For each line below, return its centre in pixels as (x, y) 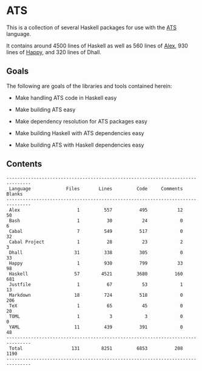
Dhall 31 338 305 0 (96, 252)
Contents (24, 164)
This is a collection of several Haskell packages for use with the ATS (92, 27)
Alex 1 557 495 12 (96, 210)
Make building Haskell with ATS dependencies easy (79, 133)
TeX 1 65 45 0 (96, 306)
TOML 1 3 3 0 (96, 316)
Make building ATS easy (45, 109)
